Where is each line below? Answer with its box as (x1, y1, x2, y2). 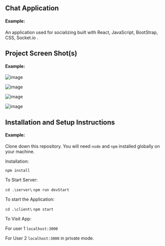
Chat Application (5, 4, 59, 13)
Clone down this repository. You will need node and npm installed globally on (5, 143, 160, 149)
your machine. (5, 148, 35, 155)
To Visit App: (5, 215, 31, 221)
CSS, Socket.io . (5, 35, 38, 41)
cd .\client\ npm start (5, 207, 54, 212)
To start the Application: (5, 196, 55, 202)
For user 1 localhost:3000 (5, 225, 58, 231)
